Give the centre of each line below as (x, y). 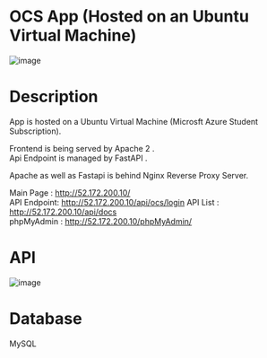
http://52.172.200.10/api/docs (63, 212)
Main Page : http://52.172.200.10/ (70, 192)
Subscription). (35, 131)
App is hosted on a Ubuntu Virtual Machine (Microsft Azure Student (133, 121)
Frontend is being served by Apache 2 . (82, 148)
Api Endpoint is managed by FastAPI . (78, 158)
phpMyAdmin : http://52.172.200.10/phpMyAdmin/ (101, 221)
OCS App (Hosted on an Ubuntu (129, 17)
